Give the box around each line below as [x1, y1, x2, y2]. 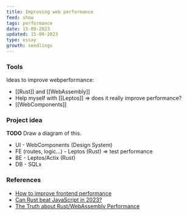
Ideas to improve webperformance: [6, 76, 95, 83]
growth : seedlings [6, 43, 53, 49]
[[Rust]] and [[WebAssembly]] [15, 88, 90, 96]
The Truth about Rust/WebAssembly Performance [15, 202, 140, 209]
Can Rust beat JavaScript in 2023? [15, 196, 102, 203]
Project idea [6, 116, 42, 125]
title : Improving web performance [6, 8, 94, 15]
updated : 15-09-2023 [6, 31, 59, 38]
